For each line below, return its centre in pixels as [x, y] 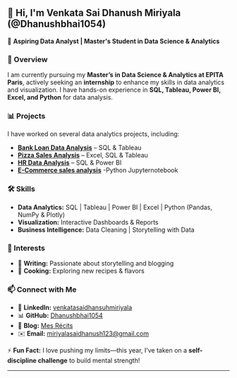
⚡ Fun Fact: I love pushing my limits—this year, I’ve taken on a [97, 350]
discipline [22, 360]
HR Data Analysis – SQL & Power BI [69, 163]
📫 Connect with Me [42, 289]
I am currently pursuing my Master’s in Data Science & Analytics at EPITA [115, 75]
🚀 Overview [28, 59]
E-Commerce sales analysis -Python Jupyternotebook [98, 170]
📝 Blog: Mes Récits [45, 326]
